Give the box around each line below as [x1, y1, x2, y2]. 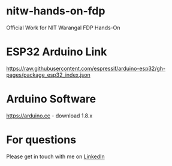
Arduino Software [6, 92, 96, 106]
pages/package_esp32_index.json [6, 71, 91, 79]
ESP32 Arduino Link [6, 45, 107, 59]
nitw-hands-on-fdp [6, 4, 105, 18]
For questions [6, 133, 77, 146]
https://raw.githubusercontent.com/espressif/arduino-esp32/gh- [6, 65, 166, 72]
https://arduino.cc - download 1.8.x [6, 112, 93, 119]
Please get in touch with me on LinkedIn [6, 153, 105, 160]
